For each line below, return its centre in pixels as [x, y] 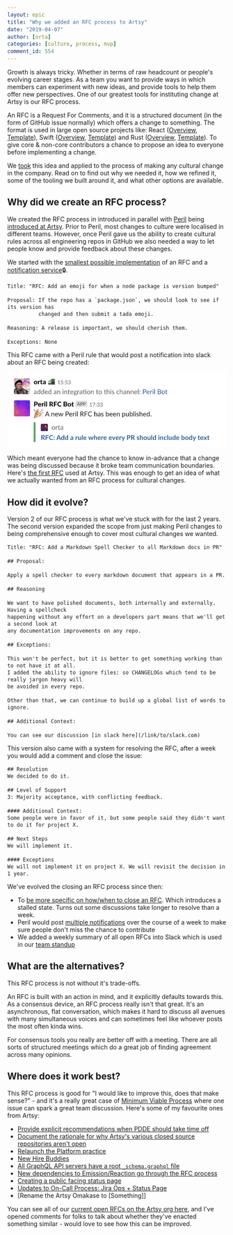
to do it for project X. [43, 825]
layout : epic [26, 15]
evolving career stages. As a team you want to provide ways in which [106, 79]
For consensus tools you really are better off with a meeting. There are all [112, 1039]
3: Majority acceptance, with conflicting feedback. [85, 797]
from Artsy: [23, 1115]
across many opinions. [40, 1054]
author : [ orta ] [29, 37]
